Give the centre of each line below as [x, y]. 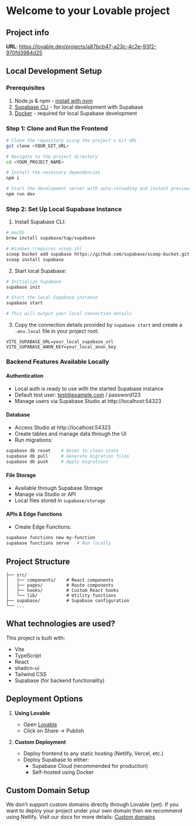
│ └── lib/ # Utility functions [61, 595]
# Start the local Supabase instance [52, 297]
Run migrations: [33, 440]
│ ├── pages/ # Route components [60, 585]
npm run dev [20, 194]
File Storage [21, 475]
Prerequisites [25, 88]
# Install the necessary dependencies [53, 172]
